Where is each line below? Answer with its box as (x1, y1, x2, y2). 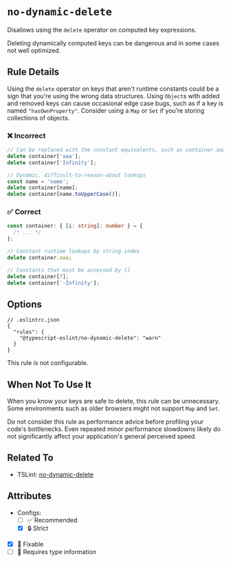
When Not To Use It (7, 379, 91, 390)
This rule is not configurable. (7, 359, 89, 367)
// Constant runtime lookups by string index (7, 248, 140, 255)
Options (7, 298, 43, 310)
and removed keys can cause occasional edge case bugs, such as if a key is (7, 99, 223, 107)
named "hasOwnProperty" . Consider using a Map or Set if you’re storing (7, 106, 205, 115)
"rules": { (13, 329, 45, 335)
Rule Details (7, 66, 60, 78)
